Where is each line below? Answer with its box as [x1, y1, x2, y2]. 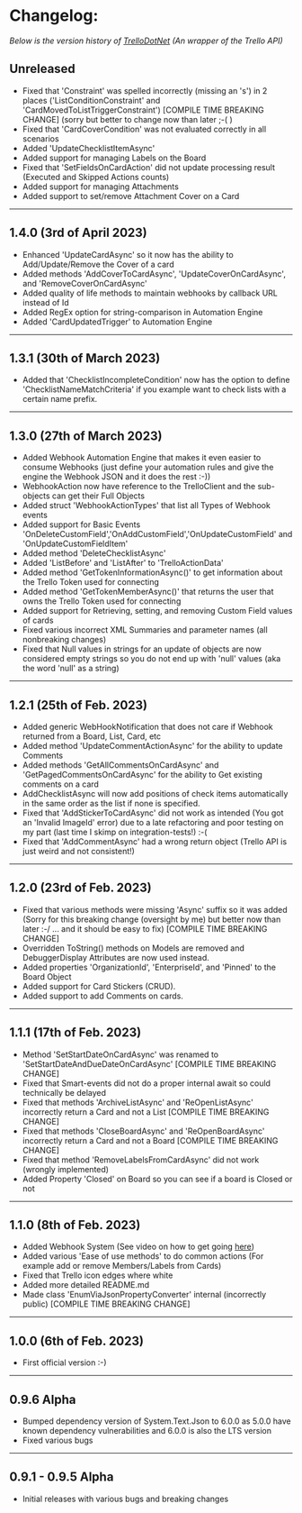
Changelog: [9, 5, 99, 26]
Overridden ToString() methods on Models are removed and [22, 943, 244, 953]
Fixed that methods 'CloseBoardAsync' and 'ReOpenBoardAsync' [22, 1126, 265, 1136]
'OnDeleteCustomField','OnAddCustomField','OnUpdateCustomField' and [22, 529, 293, 540]
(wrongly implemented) [22, 1163, 110, 1174]
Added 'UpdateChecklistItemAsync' [22, 142, 155, 153]
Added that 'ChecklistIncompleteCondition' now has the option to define [22, 375, 290, 386]
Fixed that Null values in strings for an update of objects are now [22, 643, 262, 654]
